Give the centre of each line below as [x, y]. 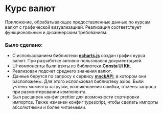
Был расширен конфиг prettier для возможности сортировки [76, 97]
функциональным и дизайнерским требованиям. [56, 32]
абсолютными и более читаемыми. [49, 107]
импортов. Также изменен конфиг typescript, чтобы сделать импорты [85, 102]
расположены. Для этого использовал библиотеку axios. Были [78, 81]
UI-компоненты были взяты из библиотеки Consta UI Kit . [71, 66]
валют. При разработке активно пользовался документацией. [77, 61]
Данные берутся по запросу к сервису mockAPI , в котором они [79, 76]
